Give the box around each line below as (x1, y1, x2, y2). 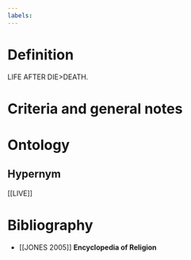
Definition (7, 45, 74, 63)
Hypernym (7, 167, 61, 181)
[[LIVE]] (7, 188, 33, 198)
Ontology (7, 136, 71, 154)
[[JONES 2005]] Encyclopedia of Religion (18, 243, 157, 252)
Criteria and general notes (7, 100, 183, 117)
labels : (7, 11, 33, 20)
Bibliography (7, 216, 94, 234)
